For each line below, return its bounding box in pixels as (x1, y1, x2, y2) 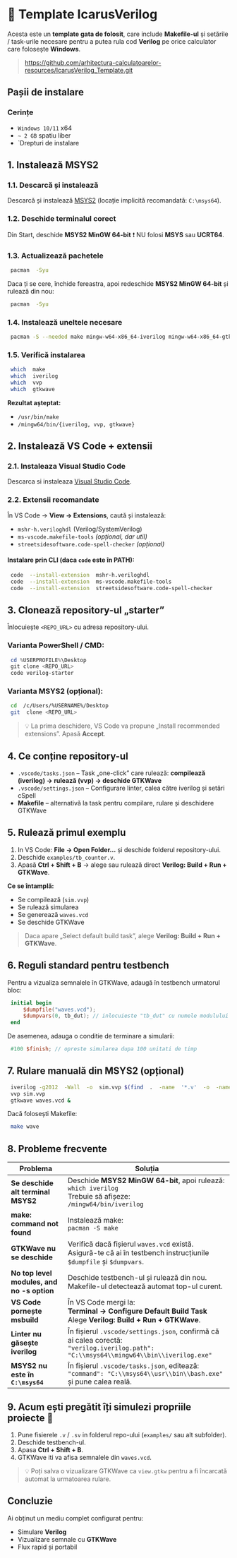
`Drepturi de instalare (17, 138, 80, 147)
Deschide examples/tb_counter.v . (17, 853, 116, 861)
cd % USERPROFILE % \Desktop (10, 657, 87, 664)
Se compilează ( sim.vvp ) (17, 895, 90, 904)
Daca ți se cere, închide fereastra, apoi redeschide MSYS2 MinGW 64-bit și (7, 279, 229, 288)
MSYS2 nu (11, 1361, 48, 1371)
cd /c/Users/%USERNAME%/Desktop (10, 702, 109, 709)
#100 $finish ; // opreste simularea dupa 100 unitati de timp (10, 1045, 197, 1053)
